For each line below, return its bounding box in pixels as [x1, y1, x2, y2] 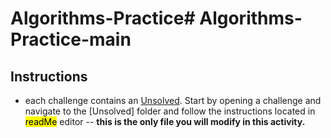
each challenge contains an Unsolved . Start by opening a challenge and [24, 95, 322, 106]
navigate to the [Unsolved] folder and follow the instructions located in [24, 105, 316, 117]
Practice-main [10, 28, 132, 51]
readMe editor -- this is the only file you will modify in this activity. [24, 116, 306, 127]
